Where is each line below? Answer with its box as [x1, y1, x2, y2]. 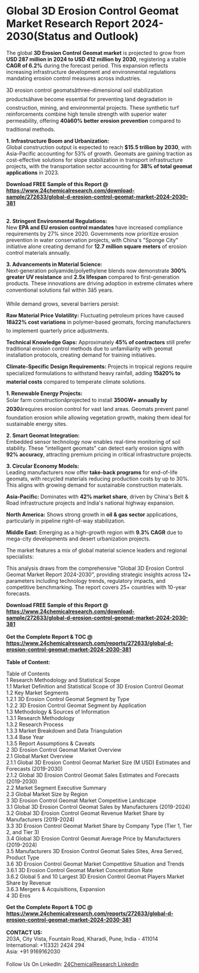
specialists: [6, 553, 34, 560]
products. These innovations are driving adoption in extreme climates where [6, 279, 194, 287]
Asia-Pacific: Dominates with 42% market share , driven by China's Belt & [6, 493, 189, 500]
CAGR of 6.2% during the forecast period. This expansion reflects [6, 61, 169, 69]
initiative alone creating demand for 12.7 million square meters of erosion [6, 243, 187, 250]
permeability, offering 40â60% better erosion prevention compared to [6, 117, 181, 124]
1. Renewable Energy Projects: [6, 390, 83, 397]
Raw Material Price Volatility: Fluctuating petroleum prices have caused [6, 311, 184, 319]
